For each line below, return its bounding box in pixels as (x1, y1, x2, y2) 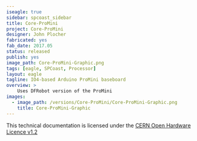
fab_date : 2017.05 (6, 43, 53, 49)
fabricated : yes (6, 37, 47, 43)
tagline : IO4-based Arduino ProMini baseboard (6, 77, 126, 83)
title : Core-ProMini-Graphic (17, 105, 91, 111)
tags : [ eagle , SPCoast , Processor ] (6, 65, 96, 72)
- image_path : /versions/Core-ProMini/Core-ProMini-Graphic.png (12, 99, 178, 105)
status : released (6, 49, 50, 55)
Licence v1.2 (6, 128, 38, 136)
